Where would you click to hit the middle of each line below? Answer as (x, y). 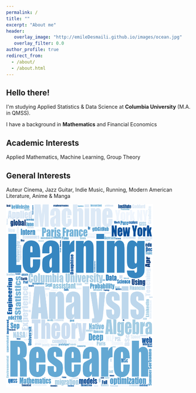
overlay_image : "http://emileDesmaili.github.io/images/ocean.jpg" (98, 37)
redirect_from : (25, 56)
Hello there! (28, 93)
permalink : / (22, 12)
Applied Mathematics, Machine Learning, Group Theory (73, 157)
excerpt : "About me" (31, 25)
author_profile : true (33, 50)
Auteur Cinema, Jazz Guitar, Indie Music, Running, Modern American (89, 189)
